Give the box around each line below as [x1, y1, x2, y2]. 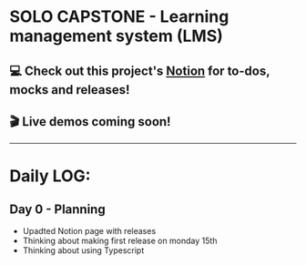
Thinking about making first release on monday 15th [22, 235, 218, 247]
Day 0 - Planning [9, 201, 107, 217]
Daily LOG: [9, 166, 91, 186]
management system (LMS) [9, 25, 223, 46]
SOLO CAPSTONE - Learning [9, 6, 229, 27]
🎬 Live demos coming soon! [9, 114, 171, 129]
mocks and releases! [9, 82, 130, 97]
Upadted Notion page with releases [22, 226, 157, 237]
